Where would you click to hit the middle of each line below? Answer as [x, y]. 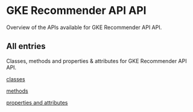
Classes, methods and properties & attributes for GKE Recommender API [96, 61]
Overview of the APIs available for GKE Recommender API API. [84, 27]
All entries [26, 46]
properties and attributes [37, 102]
